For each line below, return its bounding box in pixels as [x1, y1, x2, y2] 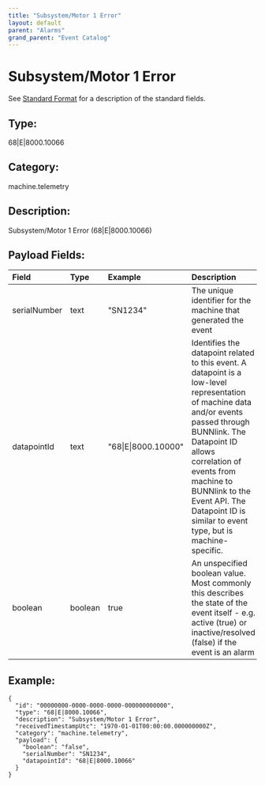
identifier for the [191, 295, 252, 306]
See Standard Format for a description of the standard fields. [8, 94, 207, 104]
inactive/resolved [191, 627, 256, 638]
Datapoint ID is [191, 505, 246, 516]
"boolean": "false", [22, 743, 90, 751]
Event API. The [191, 496, 246, 507]
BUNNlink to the [191, 486, 251, 497]
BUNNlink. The [191, 426, 246, 437]
